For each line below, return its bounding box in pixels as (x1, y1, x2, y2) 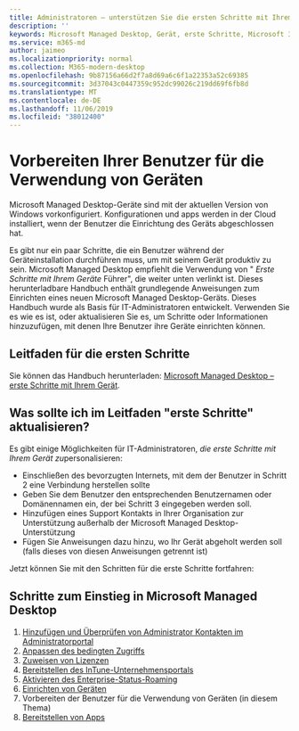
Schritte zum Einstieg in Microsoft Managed (9, 589, 258, 604)
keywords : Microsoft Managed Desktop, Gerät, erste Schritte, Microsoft (9, 29, 285, 38)
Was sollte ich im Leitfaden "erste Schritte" (9, 406, 254, 421)
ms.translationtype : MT (9, 87, 98, 96)
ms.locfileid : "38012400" (9, 112, 105, 121)
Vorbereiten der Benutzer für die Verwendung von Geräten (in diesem (21, 693, 278, 703)
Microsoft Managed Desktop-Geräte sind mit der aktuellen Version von (9, 200, 269, 210)
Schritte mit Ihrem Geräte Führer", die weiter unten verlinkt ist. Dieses (9, 274, 264, 284)
